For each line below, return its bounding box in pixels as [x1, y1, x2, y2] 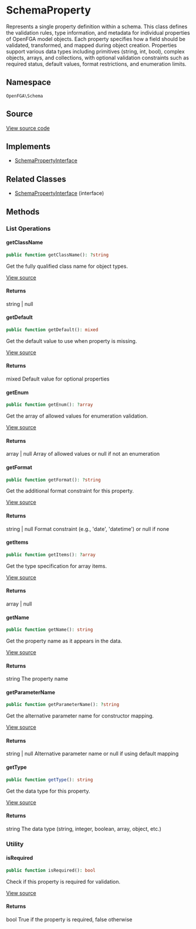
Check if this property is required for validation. [6, 878, 121, 885]
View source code [6, 124, 50, 132]
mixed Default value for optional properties [6, 375, 110, 382]
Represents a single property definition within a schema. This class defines [6, 23, 188, 30]
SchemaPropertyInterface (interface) [14, 190, 104, 197]
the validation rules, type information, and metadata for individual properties [6, 29, 190, 36]
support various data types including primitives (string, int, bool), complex [6, 48, 185, 55]
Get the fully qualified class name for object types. [6, 262, 128, 270]
